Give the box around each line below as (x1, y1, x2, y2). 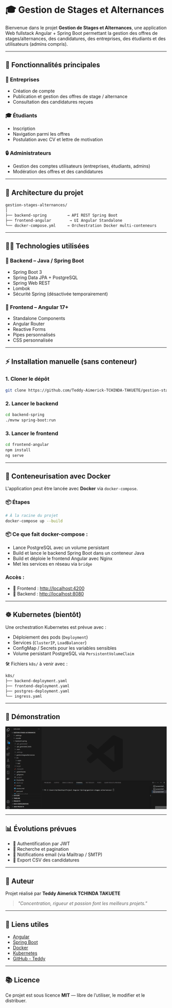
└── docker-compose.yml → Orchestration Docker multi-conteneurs (5, 223, 157, 229)
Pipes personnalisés (12, 332, 56, 338)
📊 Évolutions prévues (5, 824, 77, 833)
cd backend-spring (5, 412, 45, 417)
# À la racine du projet (5, 513, 58, 518)
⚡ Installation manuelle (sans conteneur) (5, 358, 137, 366)
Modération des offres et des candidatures (12, 169, 103, 175)
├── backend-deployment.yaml (5, 678, 68, 683)
